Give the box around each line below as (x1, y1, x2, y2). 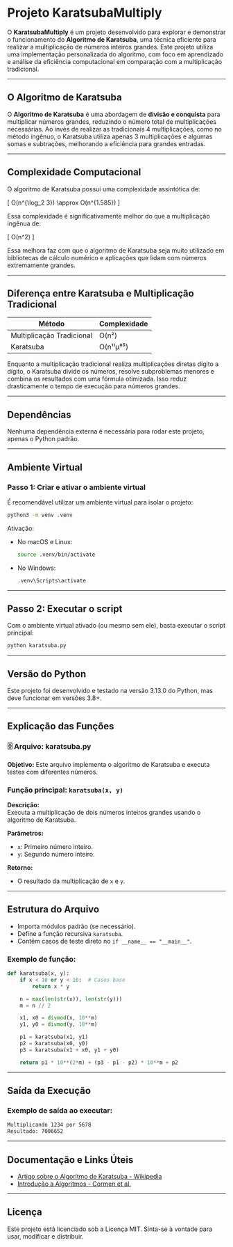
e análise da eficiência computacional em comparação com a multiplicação (7, 57, 223, 65)
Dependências (7, 408, 71, 420)
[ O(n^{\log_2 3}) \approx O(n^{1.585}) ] (7, 198, 120, 207)
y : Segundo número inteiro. (17, 850, 95, 858)
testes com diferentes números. (7, 768, 98, 776)
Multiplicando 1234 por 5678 (7, 1122, 92, 1129)
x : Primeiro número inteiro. (17, 842, 94, 850)
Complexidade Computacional (7, 166, 141, 178)
